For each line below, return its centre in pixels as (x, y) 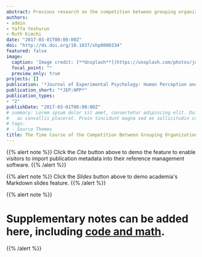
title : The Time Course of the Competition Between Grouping (84, 135)
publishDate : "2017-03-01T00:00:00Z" (54, 107)
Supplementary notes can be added (97, 219)
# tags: (16, 124)
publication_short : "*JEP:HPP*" (47, 90)
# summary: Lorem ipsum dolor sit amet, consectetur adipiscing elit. (96, 113)
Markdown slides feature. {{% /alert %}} (56, 183)
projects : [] (23, 79)
